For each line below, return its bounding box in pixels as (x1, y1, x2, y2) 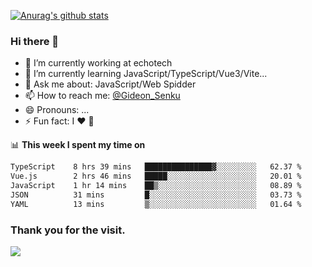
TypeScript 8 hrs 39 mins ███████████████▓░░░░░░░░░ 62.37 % (10, 162, 302, 172)
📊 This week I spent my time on (10, 139, 146, 151)
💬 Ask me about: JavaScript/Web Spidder (24, 78, 197, 90)
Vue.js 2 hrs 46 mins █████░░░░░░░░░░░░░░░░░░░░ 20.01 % (10, 171, 302, 182)
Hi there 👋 (10, 34, 60, 48)
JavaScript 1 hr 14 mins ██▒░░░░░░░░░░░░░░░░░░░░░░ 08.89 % (10, 181, 302, 191)
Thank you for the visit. (10, 223, 126, 237)
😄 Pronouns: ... (24, 104, 90, 116)
